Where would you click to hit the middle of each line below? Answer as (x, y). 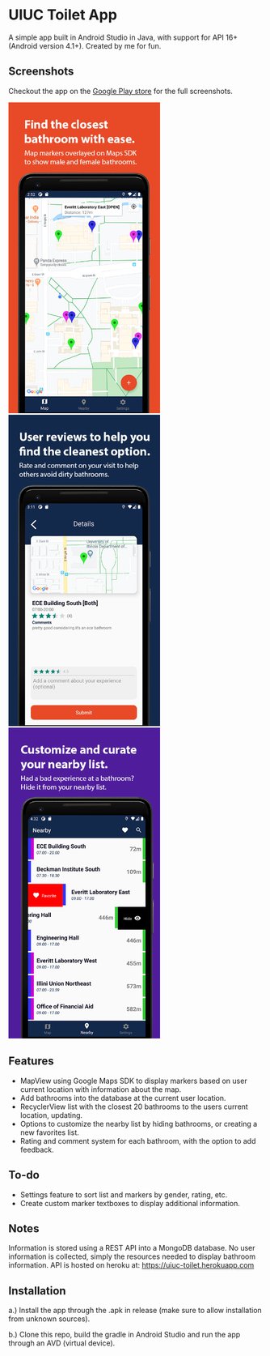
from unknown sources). (49, 1319)
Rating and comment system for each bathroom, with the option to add (138, 1141)
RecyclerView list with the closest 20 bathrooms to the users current (134, 1107)
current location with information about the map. (101, 1089)
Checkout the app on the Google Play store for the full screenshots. (120, 91)
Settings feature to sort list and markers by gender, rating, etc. (124, 1194)
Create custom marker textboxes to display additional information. (130, 1203)
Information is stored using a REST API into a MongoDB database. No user (132, 1248)
